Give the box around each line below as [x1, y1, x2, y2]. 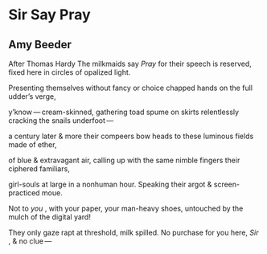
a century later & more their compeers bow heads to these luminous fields [8, 131, 254, 141]
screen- [213, 179, 240, 189]
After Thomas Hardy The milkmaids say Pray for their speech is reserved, [8, 59, 252, 68]
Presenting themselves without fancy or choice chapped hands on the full [8, 83, 253, 92]
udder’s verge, [8, 92, 56, 101]
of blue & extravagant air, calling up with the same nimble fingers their [8, 155, 240, 165]
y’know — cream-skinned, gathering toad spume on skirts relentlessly [8, 107, 240, 117]
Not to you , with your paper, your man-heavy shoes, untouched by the [8, 203, 244, 213]
